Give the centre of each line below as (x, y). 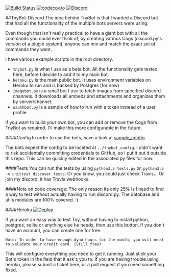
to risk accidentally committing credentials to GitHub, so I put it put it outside (86, 153)
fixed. (11, 270)
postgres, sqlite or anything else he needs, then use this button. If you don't (85, 225)
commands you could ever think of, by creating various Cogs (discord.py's (84, 39)
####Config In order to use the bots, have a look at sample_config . (76, 137)
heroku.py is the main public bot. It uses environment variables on (82, 80)
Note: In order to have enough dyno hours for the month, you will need (84, 240)
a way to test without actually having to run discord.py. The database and (82, 194)
